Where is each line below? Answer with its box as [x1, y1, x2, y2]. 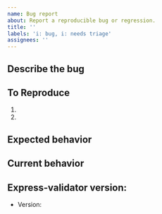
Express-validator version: [7, 182, 127, 194]
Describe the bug [7, 63, 85, 75]
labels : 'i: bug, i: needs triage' [7, 30, 112, 37]
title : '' [7, 23, 37, 30]
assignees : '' [7, 37, 49, 44]
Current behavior [7, 157, 85, 170]
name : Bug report [7, 10, 58, 18]
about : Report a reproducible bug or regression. [7, 17, 156, 24]
